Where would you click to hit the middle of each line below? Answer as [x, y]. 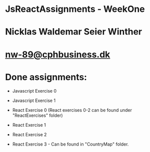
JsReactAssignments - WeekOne [75, 9]
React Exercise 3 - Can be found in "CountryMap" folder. [71, 144]
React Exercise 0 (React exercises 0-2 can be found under [72, 110]
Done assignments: [46, 77]
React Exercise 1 [29, 125]
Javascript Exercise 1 [34, 101]
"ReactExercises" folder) [37, 115]
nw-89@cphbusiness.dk [58, 54]
